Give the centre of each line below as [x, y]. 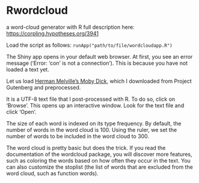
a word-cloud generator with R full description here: [70, 27]
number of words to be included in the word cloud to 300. [78, 136]
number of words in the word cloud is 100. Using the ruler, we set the [92, 130]
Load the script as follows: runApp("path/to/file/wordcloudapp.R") [90, 45]
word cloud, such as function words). [52, 173]
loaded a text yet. [28, 69]
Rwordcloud [37, 10]
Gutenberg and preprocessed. [44, 87]
